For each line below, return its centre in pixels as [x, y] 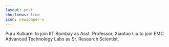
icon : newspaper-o [25, 19]
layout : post [19, 10]
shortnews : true [23, 15]
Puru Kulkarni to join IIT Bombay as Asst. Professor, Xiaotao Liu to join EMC [84, 34]
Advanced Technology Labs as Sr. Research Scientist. [62, 39]
